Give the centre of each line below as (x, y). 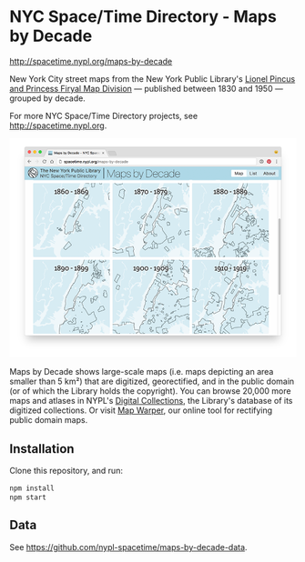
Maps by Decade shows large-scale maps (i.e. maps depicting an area (142, 372)
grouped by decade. (48, 98)
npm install (32, 488)
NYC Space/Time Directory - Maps (143, 17)
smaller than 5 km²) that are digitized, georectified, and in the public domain (152, 381)
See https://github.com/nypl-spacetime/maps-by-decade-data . (128, 547)
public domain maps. (49, 420)
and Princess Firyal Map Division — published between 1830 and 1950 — (147, 88)
